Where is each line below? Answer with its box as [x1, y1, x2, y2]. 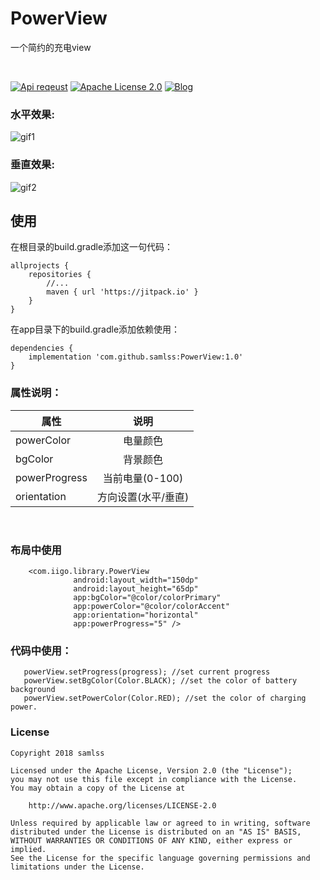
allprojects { [10, 261, 70, 271]
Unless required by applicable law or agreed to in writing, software [10, 818, 311, 828]
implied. [10, 844, 47, 854]
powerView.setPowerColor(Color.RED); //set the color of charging [23, 693, 307, 704]
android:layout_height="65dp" [73, 583, 199, 594]
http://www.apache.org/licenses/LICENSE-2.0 [28, 800, 217, 811]
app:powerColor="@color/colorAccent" [73, 601, 230, 611]
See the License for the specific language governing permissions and [10, 853, 311, 863]
